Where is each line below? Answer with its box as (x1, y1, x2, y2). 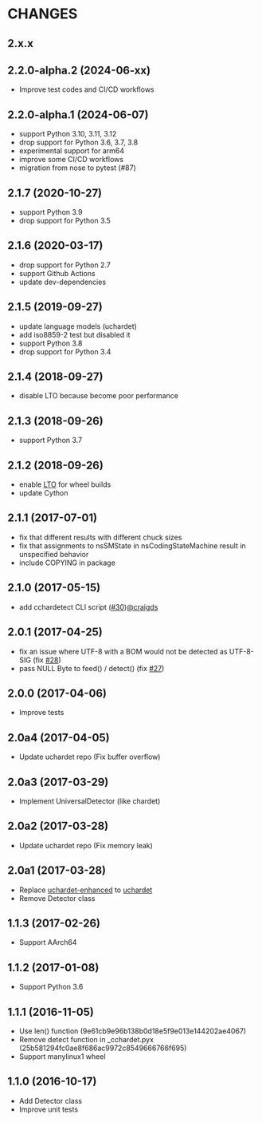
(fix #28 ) (32, 655, 61, 665)
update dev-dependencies (18, 277, 107, 286)
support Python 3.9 (18, 207, 83, 217)
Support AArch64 (18, 938, 77, 947)
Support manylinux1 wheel (18, 1052, 106, 1061)
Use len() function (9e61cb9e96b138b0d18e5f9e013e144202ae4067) (18, 1026, 247, 1036)
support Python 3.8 (18, 338, 83, 348)
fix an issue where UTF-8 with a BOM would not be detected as (18, 646, 228, 656)
